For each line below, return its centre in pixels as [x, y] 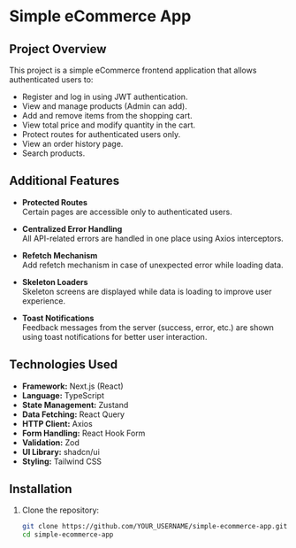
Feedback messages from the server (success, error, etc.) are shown [148, 327]
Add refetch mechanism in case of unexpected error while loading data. [153, 265]
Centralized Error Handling [72, 228]
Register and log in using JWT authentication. [105, 96]
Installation [41, 489]
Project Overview [58, 49]
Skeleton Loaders [55, 282]
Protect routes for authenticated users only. [101, 134]
